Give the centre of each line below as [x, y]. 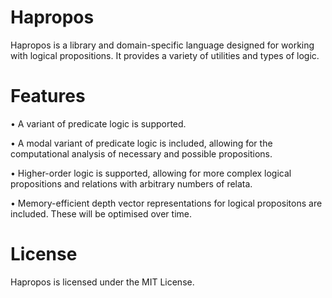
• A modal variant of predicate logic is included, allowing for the [141, 143]
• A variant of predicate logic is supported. [98, 123]
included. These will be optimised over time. [101, 213]
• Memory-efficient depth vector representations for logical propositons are [166, 203]
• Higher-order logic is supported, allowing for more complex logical [151, 173]
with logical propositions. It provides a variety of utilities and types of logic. [165, 55]
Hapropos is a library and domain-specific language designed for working [162, 45]
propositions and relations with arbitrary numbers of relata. [131, 183]
